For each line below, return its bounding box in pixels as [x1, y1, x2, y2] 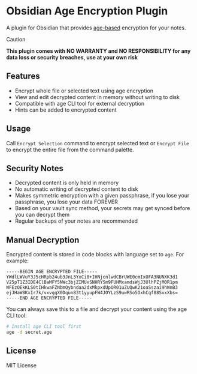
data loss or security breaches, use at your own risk [6, 53, 138, 61]
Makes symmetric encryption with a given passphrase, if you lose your [14, 192, 190, 199]
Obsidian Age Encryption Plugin [6, 4, 168, 18]
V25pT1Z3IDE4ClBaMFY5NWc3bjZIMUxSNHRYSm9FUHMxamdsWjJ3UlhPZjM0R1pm [6, 279, 178, 286]
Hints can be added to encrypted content [14, 106, 117, 113]
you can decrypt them [14, 211, 70, 219]
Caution [6, 35, 26, 43]
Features [6, 71, 40, 82]
